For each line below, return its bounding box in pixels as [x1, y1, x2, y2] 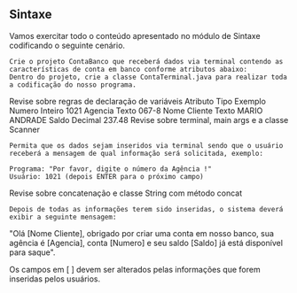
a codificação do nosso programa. [9, 80, 137, 89]
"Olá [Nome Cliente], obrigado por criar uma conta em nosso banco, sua [9, 227, 275, 238]
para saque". [9, 247, 56, 258]
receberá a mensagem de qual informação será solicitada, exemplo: [9, 149, 264, 158]
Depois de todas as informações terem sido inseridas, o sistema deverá [9, 204, 284, 213]
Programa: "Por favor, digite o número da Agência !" [9, 164, 213, 173]
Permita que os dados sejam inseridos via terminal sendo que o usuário [9, 141, 284, 150]
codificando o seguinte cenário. [9, 40, 126, 50]
